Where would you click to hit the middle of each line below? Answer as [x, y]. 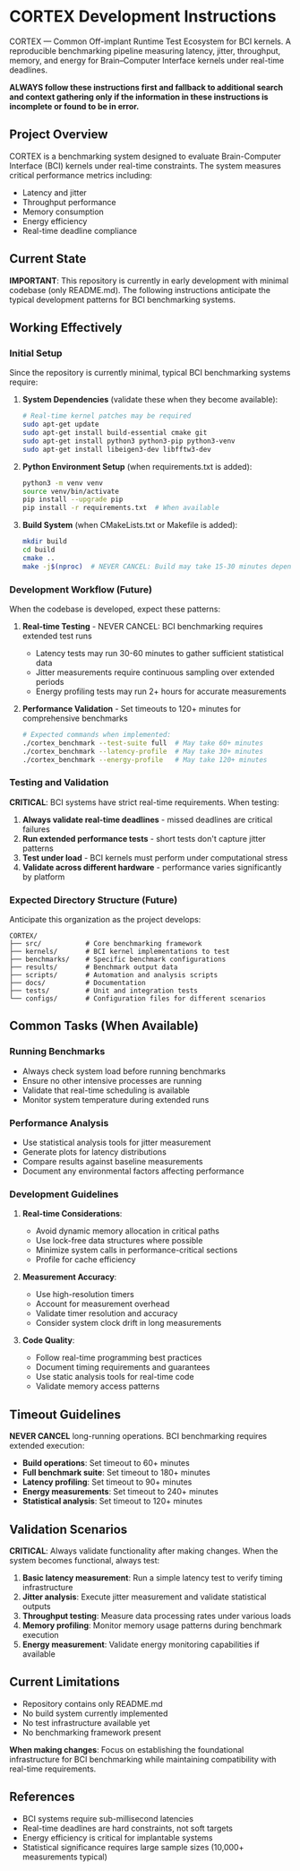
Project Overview [59, 135]
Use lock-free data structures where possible [119, 1241]
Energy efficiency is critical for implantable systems [117, 1837]
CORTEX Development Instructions [143, 17]
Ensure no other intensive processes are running [112, 1080]
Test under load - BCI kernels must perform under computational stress [155, 857]
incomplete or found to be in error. [74, 106]
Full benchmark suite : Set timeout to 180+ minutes [116, 1473]
